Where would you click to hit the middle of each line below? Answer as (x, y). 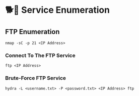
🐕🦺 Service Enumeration (58, 10)
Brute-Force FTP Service (35, 78)
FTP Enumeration (33, 31)
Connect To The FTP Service (40, 55)
